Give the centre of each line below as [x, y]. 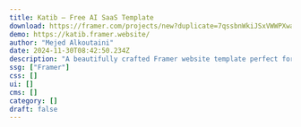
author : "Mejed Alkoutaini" [62, 42]
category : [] [34, 101]
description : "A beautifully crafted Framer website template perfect [144, 59]
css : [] [24, 76]
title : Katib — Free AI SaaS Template [82, 17]
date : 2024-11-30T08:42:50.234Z [69, 51]
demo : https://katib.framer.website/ [80, 34]
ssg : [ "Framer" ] [39, 68]
